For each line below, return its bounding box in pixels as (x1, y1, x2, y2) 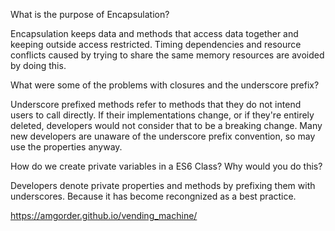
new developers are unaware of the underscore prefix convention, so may (10, 130, 316, 142)
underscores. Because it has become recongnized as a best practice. (10, 190, 297, 202)
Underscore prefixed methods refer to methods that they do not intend (10, 99, 302, 110)
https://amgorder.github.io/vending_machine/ (10, 210, 198, 221)
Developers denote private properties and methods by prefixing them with (10, 180, 316, 191)
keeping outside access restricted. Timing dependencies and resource (10, 39, 302, 50)
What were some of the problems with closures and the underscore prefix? (10, 79, 320, 91)
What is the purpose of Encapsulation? (10, 9, 170, 20)
